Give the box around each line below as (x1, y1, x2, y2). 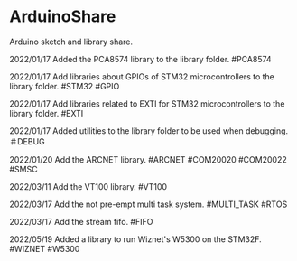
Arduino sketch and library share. (9, 36, 134, 47)
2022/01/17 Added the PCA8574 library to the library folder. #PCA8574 (9, 53, 273, 64)
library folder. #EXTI (9, 107, 84, 118)
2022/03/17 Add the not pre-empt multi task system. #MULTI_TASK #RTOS (9, 199, 288, 210)
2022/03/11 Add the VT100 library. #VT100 (9, 181, 168, 191)
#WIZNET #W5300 (9, 243, 80, 254)
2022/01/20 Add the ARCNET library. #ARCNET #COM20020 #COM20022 (9, 154, 287, 164)
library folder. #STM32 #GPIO (9, 80, 120, 91)
